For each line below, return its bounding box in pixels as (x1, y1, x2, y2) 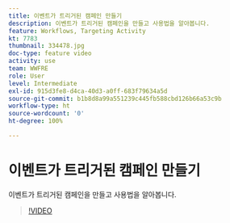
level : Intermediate (8, 79, 78, 87)
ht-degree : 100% (8, 117, 63, 125)
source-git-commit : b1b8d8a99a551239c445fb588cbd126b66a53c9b (8, 95, 222, 103)
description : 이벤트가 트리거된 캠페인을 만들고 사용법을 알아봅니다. (8, 19, 210, 27)
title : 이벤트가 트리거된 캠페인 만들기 (8, 11, 123, 20)
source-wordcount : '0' (8, 110, 85, 118)
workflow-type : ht (8, 102, 70, 110)
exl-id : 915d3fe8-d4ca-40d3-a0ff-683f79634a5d (8, 86, 168, 95)
